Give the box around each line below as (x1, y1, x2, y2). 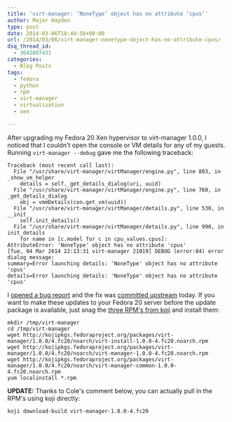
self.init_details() (20, 217, 80, 224)
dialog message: (7, 254, 55, 261)
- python (13, 82, 39, 89)
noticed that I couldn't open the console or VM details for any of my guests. (7, 141, 226, 149)
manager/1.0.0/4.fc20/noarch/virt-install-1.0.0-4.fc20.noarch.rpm (7, 337, 209, 344)
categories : (7, 56, 42, 63)
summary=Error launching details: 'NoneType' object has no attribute (7, 260, 218, 267)
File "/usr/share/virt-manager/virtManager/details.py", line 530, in (13, 205, 224, 212)
